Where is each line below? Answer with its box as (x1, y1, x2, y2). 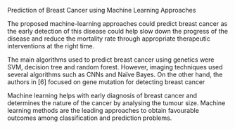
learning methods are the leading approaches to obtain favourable (7, 107, 199, 114)
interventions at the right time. (7, 42, 95, 50)
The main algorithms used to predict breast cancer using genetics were (7, 55, 215, 64)
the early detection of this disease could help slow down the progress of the (7, 27, 229, 35)
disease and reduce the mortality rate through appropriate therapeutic (7, 34, 211, 43)
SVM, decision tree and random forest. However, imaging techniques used (7, 63, 223, 71)
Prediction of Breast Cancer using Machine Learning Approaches (7, 6, 196, 14)
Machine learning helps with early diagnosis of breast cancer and (7, 91, 198, 100)
